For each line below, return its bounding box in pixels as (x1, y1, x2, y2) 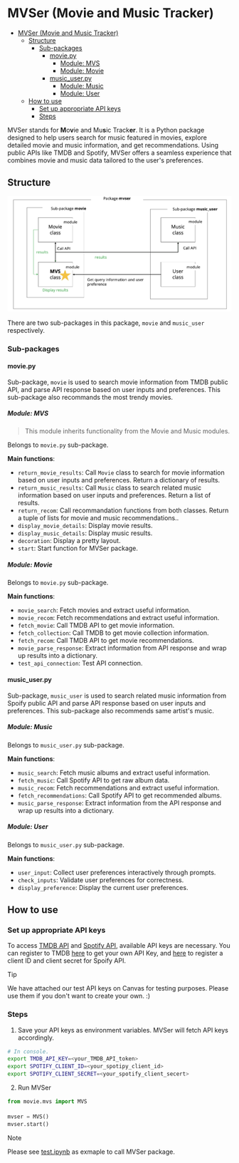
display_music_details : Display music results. (17, 529, 153, 537)
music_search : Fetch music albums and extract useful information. (17, 768, 211, 777)
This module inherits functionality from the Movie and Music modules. (24, 427, 230, 435)
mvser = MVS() (7, 1113, 50, 1120)
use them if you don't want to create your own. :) (7, 992, 151, 1001)
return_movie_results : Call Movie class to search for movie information (17, 468, 225, 477)
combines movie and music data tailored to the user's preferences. (7, 155, 204, 165)
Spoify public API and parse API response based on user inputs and (7, 698, 206, 707)
